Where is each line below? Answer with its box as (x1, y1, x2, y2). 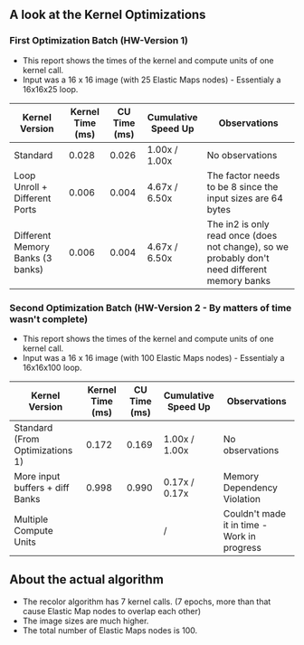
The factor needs (206, 169, 280, 182)
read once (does (206, 229, 278, 242)
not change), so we (206, 240, 290, 252)
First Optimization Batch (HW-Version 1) (9, 34, 188, 47)
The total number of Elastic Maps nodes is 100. (22, 624, 198, 636)
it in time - (223, 518, 269, 531)
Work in (223, 529, 256, 542)
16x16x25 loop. (22, 83, 79, 94)
